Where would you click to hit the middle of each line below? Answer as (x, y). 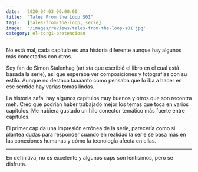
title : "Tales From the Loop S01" (50, 17)
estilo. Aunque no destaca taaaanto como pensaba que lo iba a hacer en (94, 81)
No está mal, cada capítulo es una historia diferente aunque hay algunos (94, 50)
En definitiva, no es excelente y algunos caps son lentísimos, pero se (90, 158)
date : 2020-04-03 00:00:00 (42, 11)
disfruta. (16, 164)
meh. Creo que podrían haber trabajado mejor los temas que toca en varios (98, 104)
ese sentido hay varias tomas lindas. (50, 87)
